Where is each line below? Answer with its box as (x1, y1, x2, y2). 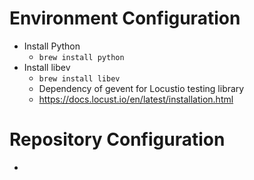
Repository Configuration (9, 128, 226, 151)
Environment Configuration (9, 7, 241, 30)
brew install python (38, 52, 125, 62)
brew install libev (38, 73, 121, 84)
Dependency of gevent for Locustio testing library (38, 82, 245, 94)
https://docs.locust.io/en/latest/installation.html (38, 93, 234, 105)
